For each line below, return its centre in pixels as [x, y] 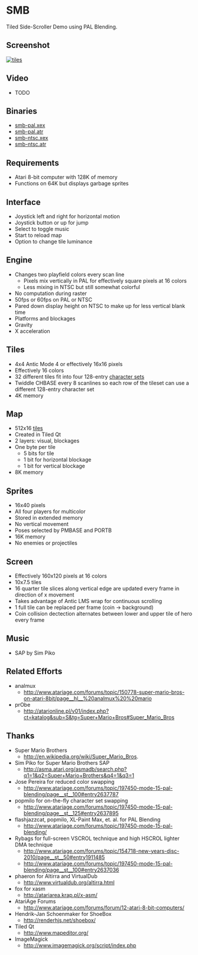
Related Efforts [34, 672]
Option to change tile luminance [53, 241]
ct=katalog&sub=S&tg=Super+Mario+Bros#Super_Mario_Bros [99, 717]
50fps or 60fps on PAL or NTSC [53, 299]
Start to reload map [38, 235]
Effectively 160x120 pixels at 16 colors [61, 576]
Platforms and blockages [45, 318]
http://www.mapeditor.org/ [56, 932]
